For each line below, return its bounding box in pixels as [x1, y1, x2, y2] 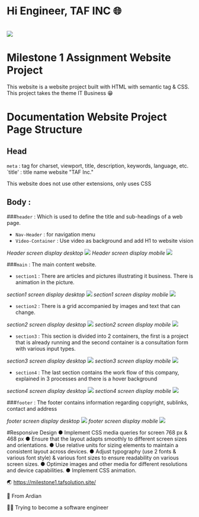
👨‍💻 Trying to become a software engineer [7, 503, 109, 511]
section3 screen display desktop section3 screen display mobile [7, 357, 171, 364]
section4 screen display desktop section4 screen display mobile [7, 387, 171, 394]
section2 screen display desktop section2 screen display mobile [7, 321, 171, 328]
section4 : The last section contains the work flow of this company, [15, 369, 179, 376]
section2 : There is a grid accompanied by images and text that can [15, 302, 180, 309]
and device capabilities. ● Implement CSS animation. [7, 467, 137, 474]
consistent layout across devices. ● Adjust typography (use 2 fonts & [7, 448, 176, 455]
